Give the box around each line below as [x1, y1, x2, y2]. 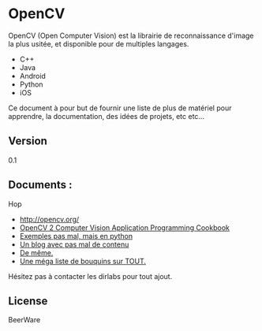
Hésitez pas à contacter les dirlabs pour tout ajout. [8, 271, 173, 281]
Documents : [8, 178, 73, 192]
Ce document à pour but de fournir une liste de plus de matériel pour [8, 103, 232, 113]
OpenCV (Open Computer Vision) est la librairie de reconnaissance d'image [8, 31, 254, 40]
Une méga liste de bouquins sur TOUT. [19, 256, 147, 266]
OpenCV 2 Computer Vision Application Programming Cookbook [19, 222, 230, 232]
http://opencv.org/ [19, 214, 80, 224]
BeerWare [8, 315, 41, 325]
